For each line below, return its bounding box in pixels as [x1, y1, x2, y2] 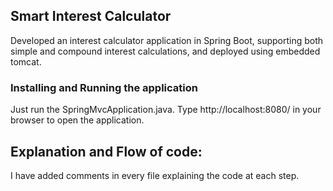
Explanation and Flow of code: [10, 143, 203, 160]
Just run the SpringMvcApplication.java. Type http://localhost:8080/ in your [10, 104, 322, 116]
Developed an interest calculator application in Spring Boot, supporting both [10, 34, 324, 46]
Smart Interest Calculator [10, 8, 172, 25]
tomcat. [10, 55, 42, 68]
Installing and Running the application [10, 80, 198, 94]
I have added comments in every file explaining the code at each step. [10, 169, 300, 181]
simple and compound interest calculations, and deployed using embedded [10, 45, 321, 57]
